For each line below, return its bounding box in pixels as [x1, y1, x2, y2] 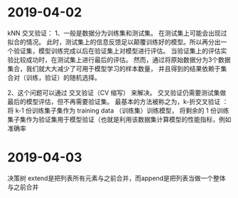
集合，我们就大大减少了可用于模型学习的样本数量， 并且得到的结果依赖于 [7, 64, 221, 73]
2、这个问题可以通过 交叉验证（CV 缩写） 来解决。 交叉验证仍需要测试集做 [7, 88, 227, 97]
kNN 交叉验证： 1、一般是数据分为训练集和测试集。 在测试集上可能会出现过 [7, 28, 227, 37]
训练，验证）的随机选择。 [26, 73, 101, 82]
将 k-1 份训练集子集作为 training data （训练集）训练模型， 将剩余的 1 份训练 [7, 106, 229, 115]
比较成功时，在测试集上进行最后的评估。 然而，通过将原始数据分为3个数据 [13, 55, 231, 64]
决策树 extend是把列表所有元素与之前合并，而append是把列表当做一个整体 [7, 174, 226, 182]
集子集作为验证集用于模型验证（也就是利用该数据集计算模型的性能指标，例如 [7, 115, 232, 123]
